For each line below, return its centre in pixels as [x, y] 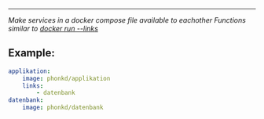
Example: [31, 53]
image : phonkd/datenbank [63, 108]
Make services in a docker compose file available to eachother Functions [127, 20]
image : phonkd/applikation [66, 78]
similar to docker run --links [53, 29]
